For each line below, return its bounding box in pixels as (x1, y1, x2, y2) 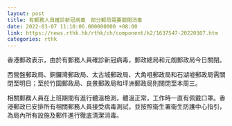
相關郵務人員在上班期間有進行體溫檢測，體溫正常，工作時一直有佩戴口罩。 (7, 94, 220, 102)
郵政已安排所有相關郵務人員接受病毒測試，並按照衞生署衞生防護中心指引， (12, 102, 226, 111)
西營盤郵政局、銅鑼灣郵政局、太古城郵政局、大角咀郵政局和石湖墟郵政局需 (7, 71, 220, 79)
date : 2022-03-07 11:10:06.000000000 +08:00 (7, 23, 138, 30)
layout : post (7, 10, 45, 17)
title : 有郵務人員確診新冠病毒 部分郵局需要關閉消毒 (7, 17, 143, 24)
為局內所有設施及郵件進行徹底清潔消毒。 (7, 111, 123, 120)
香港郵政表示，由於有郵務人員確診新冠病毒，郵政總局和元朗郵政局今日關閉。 (7, 56, 226, 64)
